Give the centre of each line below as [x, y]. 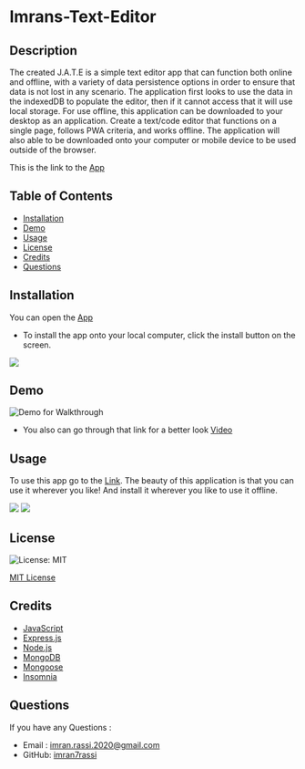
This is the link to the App [57, 167]
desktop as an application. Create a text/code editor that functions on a [143, 121]
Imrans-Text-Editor [83, 17]
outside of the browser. [53, 150]
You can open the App [51, 317]
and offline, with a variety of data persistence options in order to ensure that [152, 82]
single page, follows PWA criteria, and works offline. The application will [145, 130]
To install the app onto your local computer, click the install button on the [159, 335]
